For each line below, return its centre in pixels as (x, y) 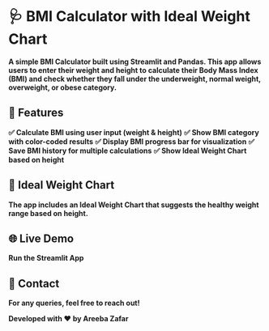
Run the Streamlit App (46, 258)
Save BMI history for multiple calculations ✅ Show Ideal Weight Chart (128, 151)
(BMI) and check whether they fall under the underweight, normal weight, (135, 79)
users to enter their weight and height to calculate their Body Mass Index (133, 70)
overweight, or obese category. (63, 87)
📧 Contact (34, 284)
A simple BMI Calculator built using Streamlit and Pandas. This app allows (135, 62)
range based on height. (49, 213)
